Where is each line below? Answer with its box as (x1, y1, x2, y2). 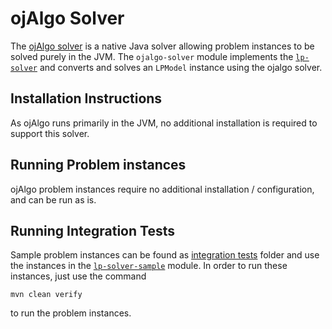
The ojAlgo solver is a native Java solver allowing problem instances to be (10, 40, 315, 52)
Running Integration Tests (10, 222, 175, 239)
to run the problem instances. (10, 307, 132, 319)
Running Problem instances (10, 157, 187, 174)
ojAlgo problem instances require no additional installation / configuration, (10, 183, 315, 195)
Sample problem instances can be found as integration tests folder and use (10, 249, 320, 261)
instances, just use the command (10, 270, 147, 282)
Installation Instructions (10, 90, 163, 107)
